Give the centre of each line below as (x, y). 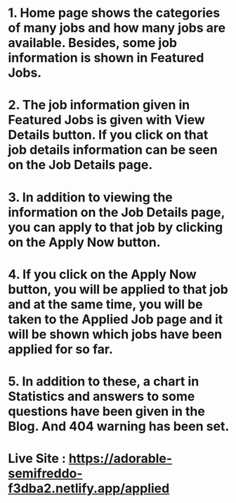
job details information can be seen (113, 150)
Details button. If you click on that (108, 135)
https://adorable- (120, 459)
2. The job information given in (99, 105)
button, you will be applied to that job (118, 289)
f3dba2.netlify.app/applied (89, 489)
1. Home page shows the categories (114, 13)
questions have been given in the (107, 411)
